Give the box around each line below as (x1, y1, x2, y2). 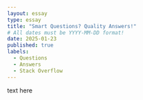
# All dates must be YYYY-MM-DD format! (7, 29, 125, 36)
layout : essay (7, 10, 48, 17)
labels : (7, 49, 30, 55)
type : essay (7, 16, 41, 23)
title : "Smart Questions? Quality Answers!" (7, 23, 137, 29)
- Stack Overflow (13, 67, 63, 74)
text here (7, 86, 33, 95)
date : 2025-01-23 (7, 36, 57, 42)
